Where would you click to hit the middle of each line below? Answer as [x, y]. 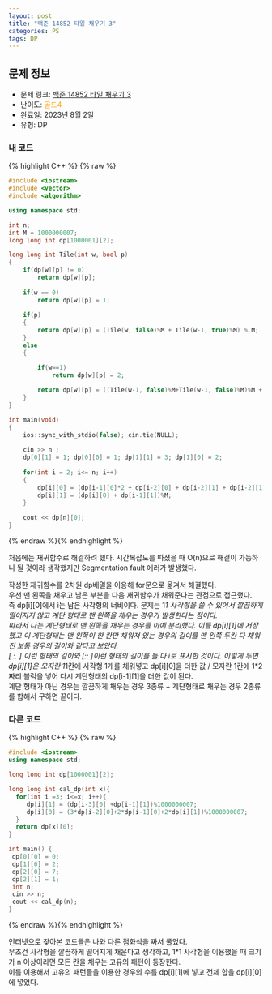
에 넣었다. [23, 983]
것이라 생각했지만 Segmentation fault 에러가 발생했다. [111, 568]
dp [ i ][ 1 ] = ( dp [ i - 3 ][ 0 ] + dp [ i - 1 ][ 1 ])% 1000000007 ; [112, 804]
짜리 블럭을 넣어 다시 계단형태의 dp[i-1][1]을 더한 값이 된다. [101, 676]
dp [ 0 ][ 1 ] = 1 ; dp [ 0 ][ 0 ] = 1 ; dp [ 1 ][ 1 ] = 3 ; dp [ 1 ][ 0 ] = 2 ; [123, 458]
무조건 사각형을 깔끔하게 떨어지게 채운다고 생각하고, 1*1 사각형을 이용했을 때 [127, 952]
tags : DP [23, 39]
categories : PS [34, 31]
